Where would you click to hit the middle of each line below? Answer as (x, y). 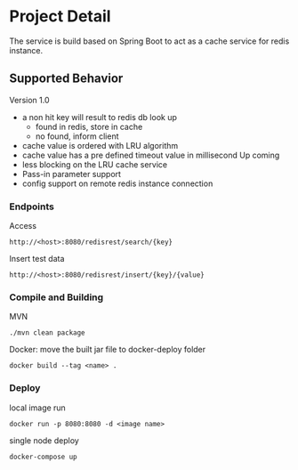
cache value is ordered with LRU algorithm (100, 145)
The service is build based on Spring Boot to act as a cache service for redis (149, 41)
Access (23, 226)
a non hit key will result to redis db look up (100, 117)
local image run (38, 408)
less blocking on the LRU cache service (94, 164)
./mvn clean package (48, 333)
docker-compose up (43, 457)
